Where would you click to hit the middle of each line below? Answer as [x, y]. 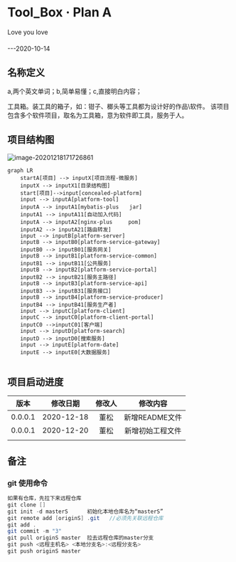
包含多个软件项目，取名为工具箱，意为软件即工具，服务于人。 [98, 115]
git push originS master [44, 551]
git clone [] [27, 505]
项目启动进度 [36, 382]
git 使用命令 [28, 483]
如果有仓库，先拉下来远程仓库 [44, 499]
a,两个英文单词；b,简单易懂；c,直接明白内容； [75, 91]
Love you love [28, 32]
